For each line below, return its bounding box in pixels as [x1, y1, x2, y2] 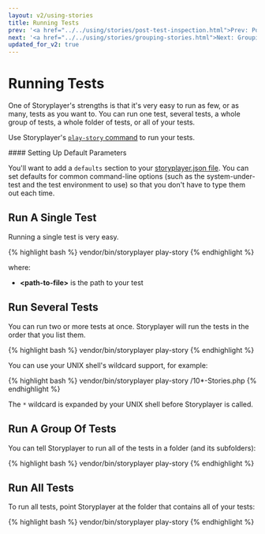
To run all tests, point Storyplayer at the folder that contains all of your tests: [8, 502, 255, 512]
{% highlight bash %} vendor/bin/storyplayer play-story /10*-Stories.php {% [8, 376, 257, 385]
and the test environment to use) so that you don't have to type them [22, 180, 246, 190]
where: [8, 262, 32, 272]
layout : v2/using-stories [8, 11, 93, 20]
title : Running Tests [8, 19, 80, 27]
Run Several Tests [8, 301, 99, 314]
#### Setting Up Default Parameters [8, 148, 127, 158]
